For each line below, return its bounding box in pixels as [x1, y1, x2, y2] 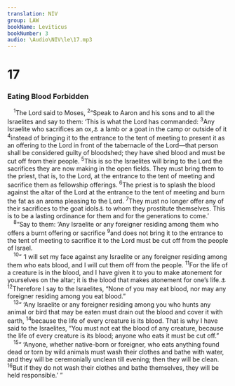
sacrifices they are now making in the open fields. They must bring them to [7, 164, 224, 173]
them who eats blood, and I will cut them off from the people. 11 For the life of [7, 260, 228, 269]
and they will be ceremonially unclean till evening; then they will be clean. [7, 355, 220, 364]
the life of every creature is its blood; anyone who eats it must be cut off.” [7, 331, 220, 340]
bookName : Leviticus [7, 23, 68, 30]
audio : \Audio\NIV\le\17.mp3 [7, 36, 93, 44]
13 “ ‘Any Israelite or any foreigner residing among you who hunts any [13, 299, 211, 309]
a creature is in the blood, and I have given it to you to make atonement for [7, 268, 222, 277]
